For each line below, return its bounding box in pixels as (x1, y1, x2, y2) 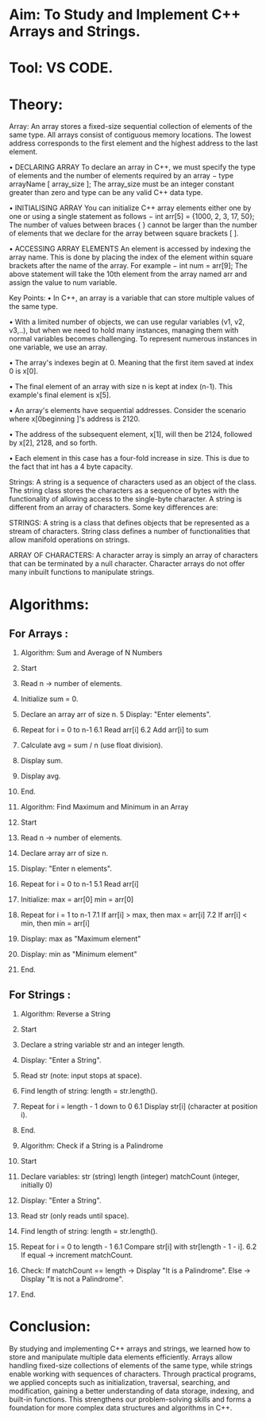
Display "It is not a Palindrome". (20, 1274, 124, 1284)
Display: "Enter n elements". (20, 864, 113, 873)
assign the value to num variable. (9, 278, 118, 287)
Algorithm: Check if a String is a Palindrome (20, 1141, 164, 1151)
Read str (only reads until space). (20, 1211, 129, 1221)
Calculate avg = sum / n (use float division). (20, 740, 164, 750)
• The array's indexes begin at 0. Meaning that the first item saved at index (9, 358, 254, 368)
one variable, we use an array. (9, 342, 108, 352)
